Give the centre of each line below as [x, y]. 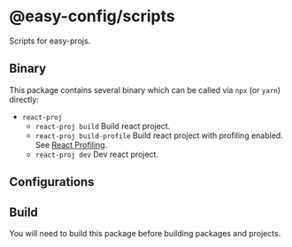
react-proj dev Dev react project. [97, 154]
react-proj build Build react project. [103, 126]
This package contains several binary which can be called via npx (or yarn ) [145, 89]
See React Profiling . [71, 144]
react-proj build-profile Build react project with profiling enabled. [159, 135]
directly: [24, 99]
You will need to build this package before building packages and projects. [145, 233]
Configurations [52, 182]
